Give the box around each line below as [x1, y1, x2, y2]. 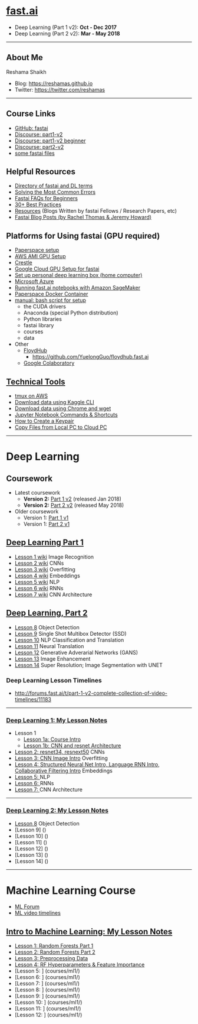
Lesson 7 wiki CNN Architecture [14, 591, 93, 598]
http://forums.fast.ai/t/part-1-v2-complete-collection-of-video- [14, 690, 168, 697]
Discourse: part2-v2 [14, 143, 64, 150]
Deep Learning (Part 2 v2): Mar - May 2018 [14, 30, 120, 37]
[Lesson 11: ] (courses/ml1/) [14, 1005, 81, 1012]
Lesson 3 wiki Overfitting [14, 565, 75, 573]
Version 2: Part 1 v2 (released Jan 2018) [23, 495, 122, 502]
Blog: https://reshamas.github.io [14, 80, 93, 87]
